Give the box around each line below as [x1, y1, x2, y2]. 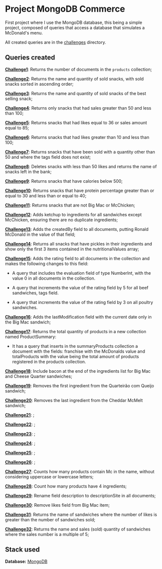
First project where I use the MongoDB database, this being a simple [5, 19, 143, 25]
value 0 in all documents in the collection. [12, 275, 96, 281]
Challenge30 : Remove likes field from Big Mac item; [5, 502, 110, 508]
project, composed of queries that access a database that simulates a [5, 24, 145, 30]
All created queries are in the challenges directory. [5, 39, 106, 45]
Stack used [5, 546, 40, 554]
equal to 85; [5, 125, 29, 131]
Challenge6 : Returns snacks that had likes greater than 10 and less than [5, 134, 149, 140]
